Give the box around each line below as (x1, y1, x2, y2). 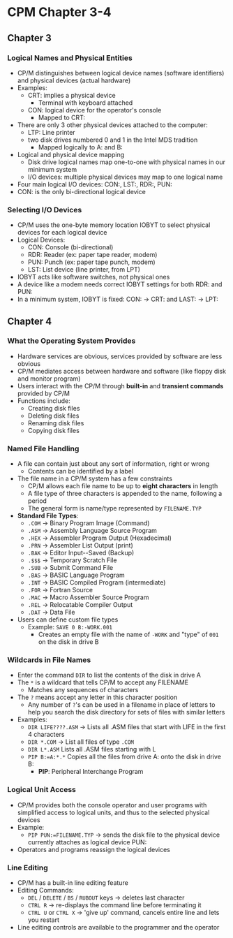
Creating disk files (27, 404, 80, 412)
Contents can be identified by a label (27, 467, 134, 476)
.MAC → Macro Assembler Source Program (27, 593, 149, 601)
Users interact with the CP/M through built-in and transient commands (17, 381, 224, 390)
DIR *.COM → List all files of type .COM (27, 738, 135, 746)
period (27, 497, 47, 505)
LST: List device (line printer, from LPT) (27, 265, 141, 274)
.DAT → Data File (27, 608, 75, 617)
